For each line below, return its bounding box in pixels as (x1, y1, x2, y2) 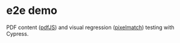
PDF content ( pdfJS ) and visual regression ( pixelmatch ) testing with (6, 24, 175, 31)
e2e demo (6, 4, 57, 18)
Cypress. (6, 30, 29, 37)
